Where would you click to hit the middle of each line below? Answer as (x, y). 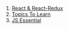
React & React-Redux (37, 8)
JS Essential (26, 20)
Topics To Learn (31, 14)
